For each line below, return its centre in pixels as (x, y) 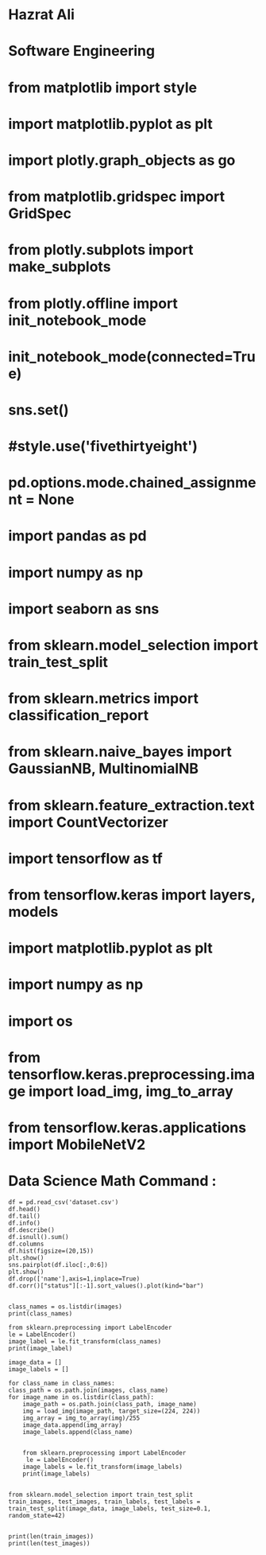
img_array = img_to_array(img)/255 (81, 1418)
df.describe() (32, 1230)
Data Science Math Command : (112, 1181)
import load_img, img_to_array (131, 1091)
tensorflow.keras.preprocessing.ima (132, 1074)
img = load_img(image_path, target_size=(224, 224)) (112, 1411)
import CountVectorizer (88, 822)
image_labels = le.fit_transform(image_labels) (102, 1467)
